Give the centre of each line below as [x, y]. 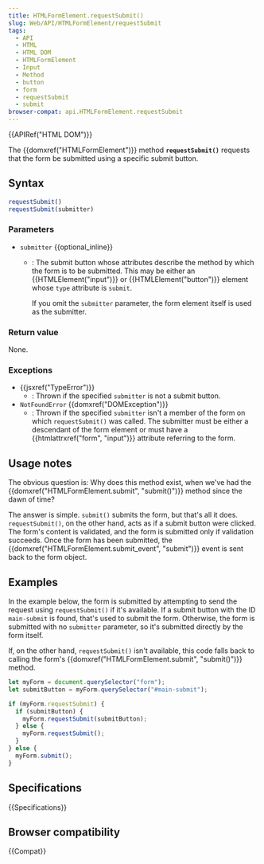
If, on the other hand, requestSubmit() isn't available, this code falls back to [132, 651]
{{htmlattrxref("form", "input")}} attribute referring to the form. [134, 438]
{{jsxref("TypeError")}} [57, 388]
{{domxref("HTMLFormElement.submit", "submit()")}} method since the [125, 491]
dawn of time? [32, 499]
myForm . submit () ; [44, 756]
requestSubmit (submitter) [51, 209]
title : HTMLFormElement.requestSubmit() [76, 16]
